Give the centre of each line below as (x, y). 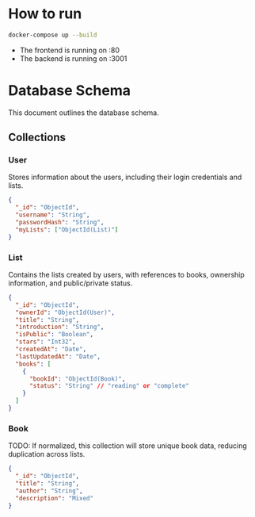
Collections (37, 138)
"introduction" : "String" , (60, 327)
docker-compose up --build (53, 35)
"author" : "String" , (49, 491)
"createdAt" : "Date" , (51, 350)
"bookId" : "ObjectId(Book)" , (77, 379)
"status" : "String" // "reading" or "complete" (109, 386)
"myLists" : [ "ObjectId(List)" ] (67, 230)
